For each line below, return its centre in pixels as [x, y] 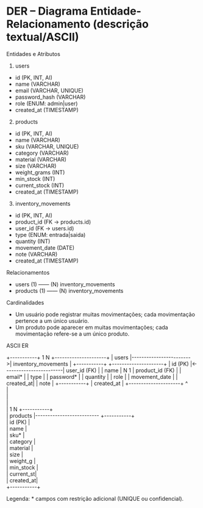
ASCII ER [17, 345]
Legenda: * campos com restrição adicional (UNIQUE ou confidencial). [95, 498]
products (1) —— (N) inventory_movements [69, 291]
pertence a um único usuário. [52, 320]
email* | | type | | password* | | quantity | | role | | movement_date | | [92, 376]
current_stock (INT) [40, 185]
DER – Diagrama [47, 11]
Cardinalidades [25, 302]
